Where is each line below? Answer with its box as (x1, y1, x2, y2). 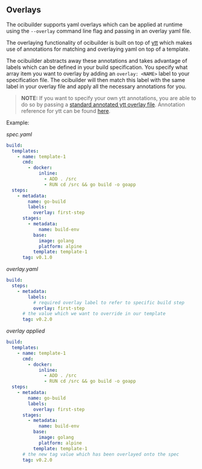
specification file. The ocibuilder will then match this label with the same (6, 76, 186, 83)
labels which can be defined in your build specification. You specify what (6, 63, 188, 71)
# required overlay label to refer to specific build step (33, 299, 185, 305)
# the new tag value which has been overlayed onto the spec (22, 451, 180, 458)
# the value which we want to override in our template (22, 311, 166, 317)
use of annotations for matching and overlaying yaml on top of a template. (6, 45, 190, 53)
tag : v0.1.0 (22, 255, 52, 261)
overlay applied (6, 327, 45, 334)
